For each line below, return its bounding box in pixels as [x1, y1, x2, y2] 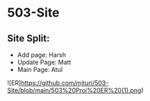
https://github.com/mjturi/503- [20, 79, 109, 87]
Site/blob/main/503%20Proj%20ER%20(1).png [7, 86, 142, 94]
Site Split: [7, 33, 50, 44]
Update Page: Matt [17, 58, 72, 66]
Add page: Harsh [17, 50, 67, 59]
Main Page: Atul [17, 66, 63, 73]
